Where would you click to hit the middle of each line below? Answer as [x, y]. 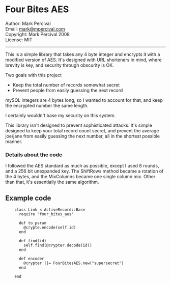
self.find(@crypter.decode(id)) [58, 245]
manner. [14, 142]
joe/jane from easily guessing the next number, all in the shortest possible [83, 136]
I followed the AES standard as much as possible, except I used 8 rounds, [82, 166]
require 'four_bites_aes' [46, 214]
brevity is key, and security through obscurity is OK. [60, 65]
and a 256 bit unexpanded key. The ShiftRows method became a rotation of [84, 171]
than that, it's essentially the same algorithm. [52, 182]
